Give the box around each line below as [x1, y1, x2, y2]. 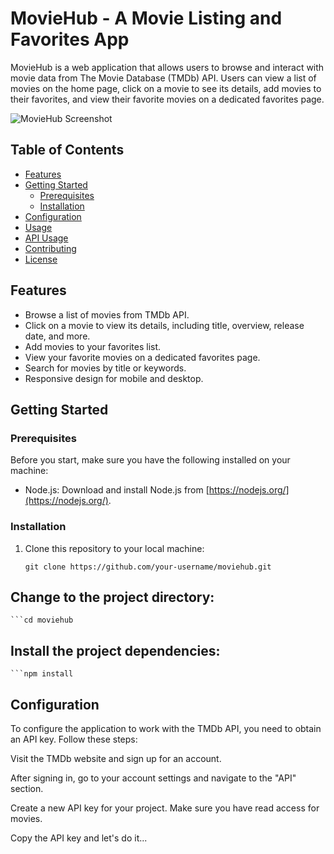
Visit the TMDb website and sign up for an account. [10, 752, 222, 764]
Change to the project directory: [10, 588, 215, 606]
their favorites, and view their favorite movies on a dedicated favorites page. [10, 93, 325, 105]
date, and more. [24, 330, 91, 342]
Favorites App [10, 28, 130, 51]
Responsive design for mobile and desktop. [24, 372, 204, 384]
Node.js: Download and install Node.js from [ [24, 484, 210, 496]
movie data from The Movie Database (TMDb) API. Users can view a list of [10, 72, 317, 84]
